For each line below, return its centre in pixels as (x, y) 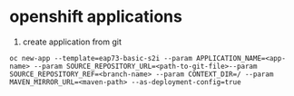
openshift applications (96, 17)
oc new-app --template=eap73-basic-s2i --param (101, 58)
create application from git (72, 42)
